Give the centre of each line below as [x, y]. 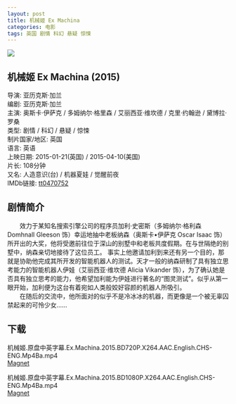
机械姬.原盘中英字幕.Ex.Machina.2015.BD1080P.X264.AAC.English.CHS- [111, 377]
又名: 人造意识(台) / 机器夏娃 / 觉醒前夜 [63, 175]
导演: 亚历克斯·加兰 [35, 95]
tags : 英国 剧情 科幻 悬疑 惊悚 [49, 33]
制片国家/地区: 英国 [35, 139]
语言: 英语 [21, 148]
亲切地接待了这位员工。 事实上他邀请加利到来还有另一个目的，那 [131, 252]
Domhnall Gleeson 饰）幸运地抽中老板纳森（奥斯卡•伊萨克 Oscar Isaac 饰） [117, 234]
